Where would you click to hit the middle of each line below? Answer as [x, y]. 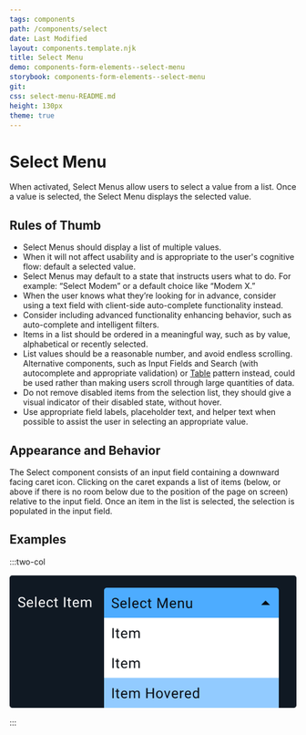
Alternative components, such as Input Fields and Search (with [140, 364]
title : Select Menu [46, 58]
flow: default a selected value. [79, 267]
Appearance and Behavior [85, 450]
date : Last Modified [49, 38]
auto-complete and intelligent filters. [91, 325]
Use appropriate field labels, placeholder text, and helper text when [149, 412]
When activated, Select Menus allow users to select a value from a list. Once [153, 187]
